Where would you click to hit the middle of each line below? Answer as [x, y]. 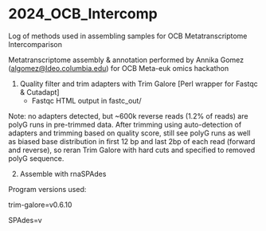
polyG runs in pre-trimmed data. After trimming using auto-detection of [125, 124]
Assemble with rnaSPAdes [63, 174]
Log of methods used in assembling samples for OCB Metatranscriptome [128, 36]
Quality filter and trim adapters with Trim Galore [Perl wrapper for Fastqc [139, 84]
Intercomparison [35, 44]
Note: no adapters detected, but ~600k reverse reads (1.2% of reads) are [128, 115]
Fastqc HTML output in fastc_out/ [86, 100]
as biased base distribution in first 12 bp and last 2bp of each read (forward [132, 141]
